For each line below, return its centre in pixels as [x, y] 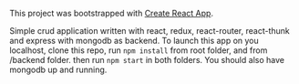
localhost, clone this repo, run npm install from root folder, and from [139, 50]
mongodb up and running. [58, 69]
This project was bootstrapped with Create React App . [112, 13]
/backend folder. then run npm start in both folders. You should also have [147, 60]
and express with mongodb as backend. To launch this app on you [134, 41]
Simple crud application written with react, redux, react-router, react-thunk [149, 31]
